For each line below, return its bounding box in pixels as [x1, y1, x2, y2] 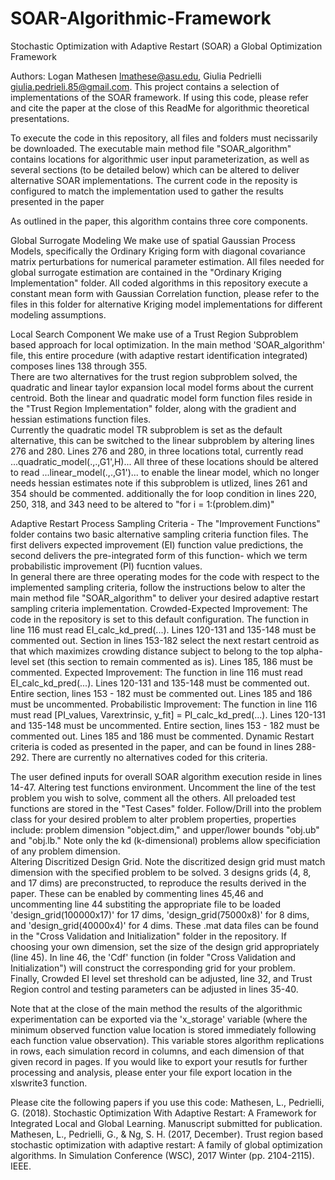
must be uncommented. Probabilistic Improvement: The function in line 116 [10, 698, 318, 710]
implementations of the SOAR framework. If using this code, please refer [10, 91, 309, 103]
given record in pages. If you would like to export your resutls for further [10, 1055, 308, 1067]
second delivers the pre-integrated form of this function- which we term [10, 549, 308, 561]
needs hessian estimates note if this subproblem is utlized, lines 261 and [10, 477, 308, 489]
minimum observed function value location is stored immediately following [10, 1023, 317, 1036]
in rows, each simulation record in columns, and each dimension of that [10, 1045, 305, 1057]
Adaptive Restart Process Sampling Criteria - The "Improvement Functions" [10, 517, 321, 529]
